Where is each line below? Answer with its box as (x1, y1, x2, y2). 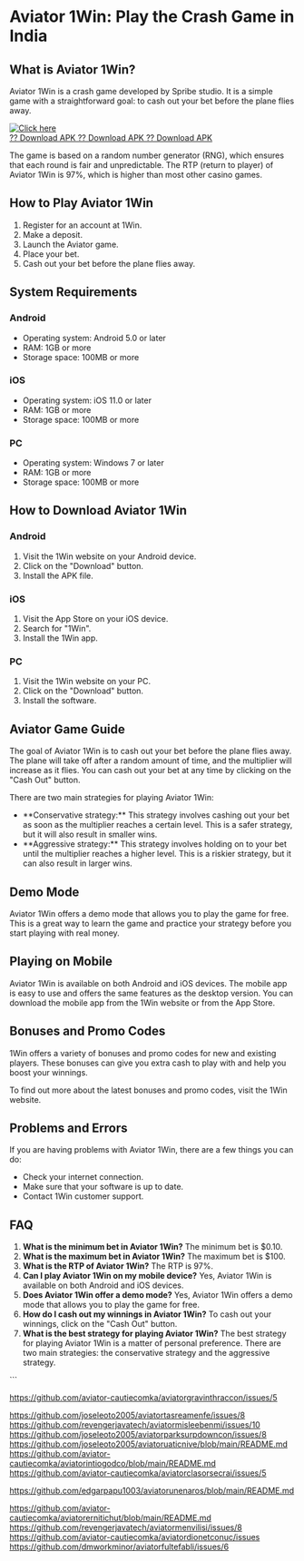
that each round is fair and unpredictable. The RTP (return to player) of (9, 160, 274, 170)
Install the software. (22, 695, 97, 706)
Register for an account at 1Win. (22, 220, 142, 231)
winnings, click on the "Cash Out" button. (22, 1319, 178, 1330)
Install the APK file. (22, 570, 93, 581)
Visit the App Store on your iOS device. (22, 614, 169, 624)
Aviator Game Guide (9, 722, 125, 737)
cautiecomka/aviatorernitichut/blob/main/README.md (9, 1513, 211, 1524)
